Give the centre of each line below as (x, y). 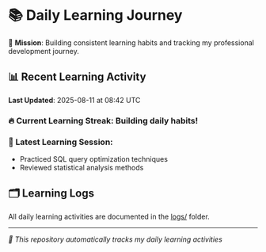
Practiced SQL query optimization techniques (94, 158)
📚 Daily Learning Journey (95, 15)
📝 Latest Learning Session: (61, 142)
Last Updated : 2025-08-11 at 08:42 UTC (74, 100)
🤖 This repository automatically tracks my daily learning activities (116, 239)
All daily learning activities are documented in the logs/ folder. (109, 216)
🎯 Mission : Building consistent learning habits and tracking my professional (131, 42)
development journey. (44, 51)
